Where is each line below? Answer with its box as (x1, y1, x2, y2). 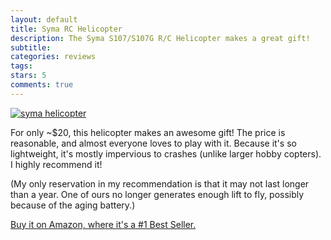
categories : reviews (10, 52, 97, 62)
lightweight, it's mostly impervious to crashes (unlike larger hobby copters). (10, 147, 322, 160)
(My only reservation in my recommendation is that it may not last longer (10, 177, 310, 190)
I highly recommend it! (10, 158, 103, 170)
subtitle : (10, 42, 52, 53)
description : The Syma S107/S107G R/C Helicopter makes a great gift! (10, 33, 311, 43)
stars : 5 (10, 71, 47, 81)
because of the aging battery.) (10, 199, 136, 211)
